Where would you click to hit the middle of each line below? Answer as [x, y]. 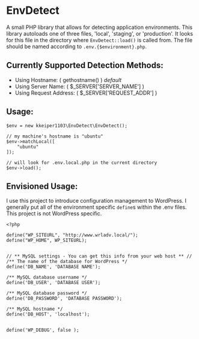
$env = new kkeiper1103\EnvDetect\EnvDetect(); [67, 125]
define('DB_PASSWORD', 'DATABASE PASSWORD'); [64, 299]
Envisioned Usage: [42, 186]
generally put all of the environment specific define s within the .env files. [96, 207]
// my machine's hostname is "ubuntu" [55, 136]
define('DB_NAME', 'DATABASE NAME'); [54, 267]
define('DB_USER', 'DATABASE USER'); [54, 283]
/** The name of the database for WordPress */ [67, 262]
